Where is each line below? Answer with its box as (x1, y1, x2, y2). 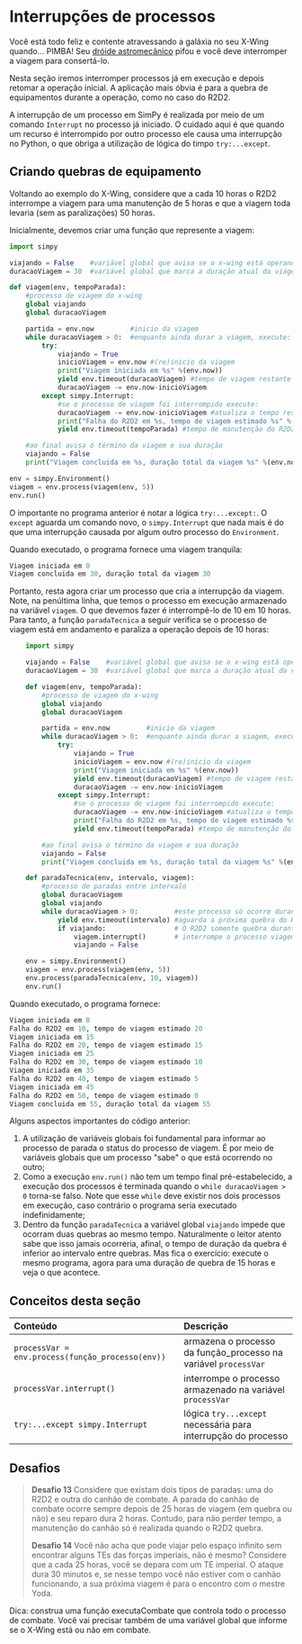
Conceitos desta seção (9, 1293, 141, 1308)
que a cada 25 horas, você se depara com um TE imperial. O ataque (31, 1559, 284, 1569)
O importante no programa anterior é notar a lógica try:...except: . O (9, 507, 268, 518)
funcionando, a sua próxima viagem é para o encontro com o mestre (31, 1578, 286, 1589)
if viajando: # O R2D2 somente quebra (57, 923, 268, 933)
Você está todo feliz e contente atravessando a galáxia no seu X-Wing (9, 36, 270, 47)
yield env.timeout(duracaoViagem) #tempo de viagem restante (57, 375, 292, 384)
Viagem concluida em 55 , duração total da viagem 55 (9, 1099, 211, 1109)
